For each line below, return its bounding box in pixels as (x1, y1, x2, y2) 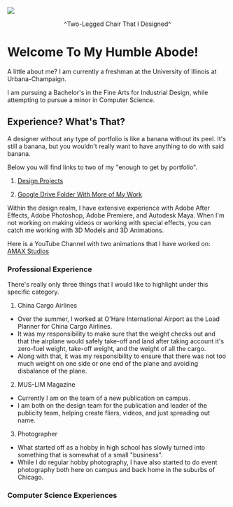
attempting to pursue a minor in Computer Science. (7, 95, 155, 104)
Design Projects (17, 176, 64, 185)
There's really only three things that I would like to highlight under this (7, 280, 209, 289)
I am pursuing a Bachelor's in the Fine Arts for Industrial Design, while (7, 88, 209, 97)
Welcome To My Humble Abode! (7, 44, 199, 60)
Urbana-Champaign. (7, 74, 66, 83)
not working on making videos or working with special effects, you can (7, 218, 211, 227)
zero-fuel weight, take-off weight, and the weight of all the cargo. (17, 345, 206, 353)
